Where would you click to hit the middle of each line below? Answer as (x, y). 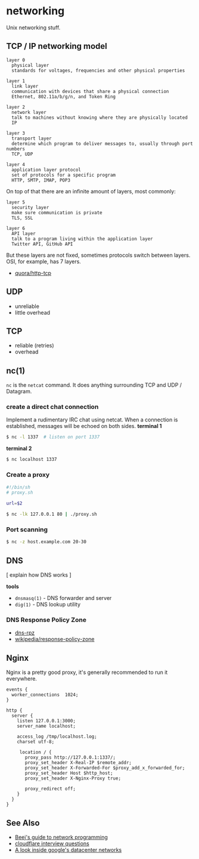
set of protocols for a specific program (64, 175)
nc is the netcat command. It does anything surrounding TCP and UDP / (94, 385)
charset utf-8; (36, 742)
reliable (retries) (35, 346)
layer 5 (16, 202)
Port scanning (27, 529)
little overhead (32, 312)
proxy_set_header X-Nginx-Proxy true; (73, 778)
